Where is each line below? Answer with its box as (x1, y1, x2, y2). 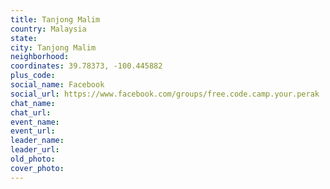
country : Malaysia (10, 24, 87, 34)
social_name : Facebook (10, 80, 105, 90)
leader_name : (10, 136, 65, 146)
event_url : (10, 126, 56, 136)
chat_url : (10, 107, 52, 118)
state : (10, 33, 38, 43)
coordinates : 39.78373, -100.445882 (10, 61, 163, 71)
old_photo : (10, 154, 56, 164)
